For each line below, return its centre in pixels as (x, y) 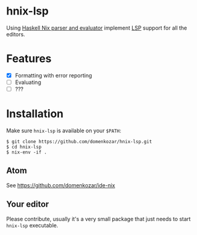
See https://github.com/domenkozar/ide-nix (61, 185)
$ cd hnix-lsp (24, 147)
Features (29, 59)
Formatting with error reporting (53, 75)
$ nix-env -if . (27, 152)
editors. (16, 34)
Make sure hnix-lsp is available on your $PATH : (64, 130)
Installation (35, 114)
